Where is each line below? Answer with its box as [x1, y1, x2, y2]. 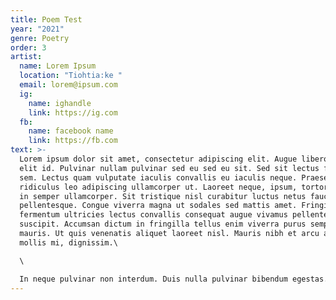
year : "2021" [10, 24, 65, 34]
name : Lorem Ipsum [19, 61, 97, 71]
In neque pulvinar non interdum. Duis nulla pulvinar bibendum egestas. [19, 274, 329, 284]
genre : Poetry [10, 33, 70, 43]
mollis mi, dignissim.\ [19, 237, 118, 248]
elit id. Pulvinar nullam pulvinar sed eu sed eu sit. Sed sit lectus [19, 163, 320, 173]
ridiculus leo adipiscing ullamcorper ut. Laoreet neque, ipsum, [19, 182, 298, 192]
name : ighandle [28, 98, 92, 108]
